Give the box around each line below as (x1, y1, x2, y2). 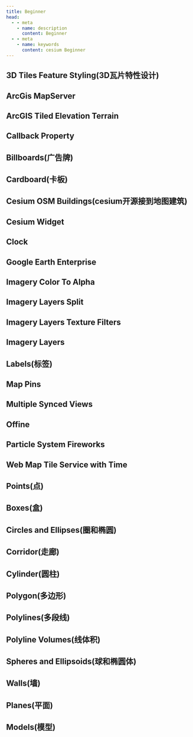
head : (6, 14, 19, 20)
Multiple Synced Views (6, 399, 93, 409)
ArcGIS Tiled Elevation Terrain (6, 110, 119, 121)
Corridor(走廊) (6, 547, 60, 557)
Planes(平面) (6, 700, 53, 710)
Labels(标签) (6, 358, 53, 369)
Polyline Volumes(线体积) (6, 634, 101, 644)
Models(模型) (6, 722, 56, 732)
